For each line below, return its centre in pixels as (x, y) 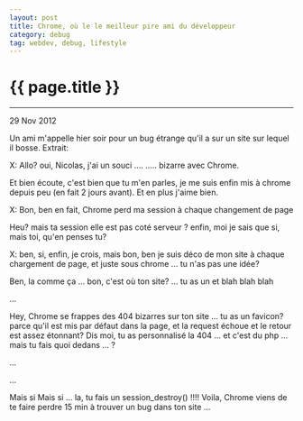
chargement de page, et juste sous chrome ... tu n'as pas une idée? (134, 264)
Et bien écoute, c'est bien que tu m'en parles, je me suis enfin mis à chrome (150, 183)
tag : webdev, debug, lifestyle (68, 43)
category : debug (40, 34)
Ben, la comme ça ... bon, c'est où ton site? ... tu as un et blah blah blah (142, 281)
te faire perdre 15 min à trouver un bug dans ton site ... (110, 407)
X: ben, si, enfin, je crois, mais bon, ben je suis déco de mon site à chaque (147, 254)
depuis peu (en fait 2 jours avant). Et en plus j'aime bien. (114, 192)
